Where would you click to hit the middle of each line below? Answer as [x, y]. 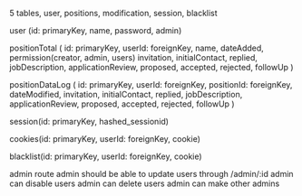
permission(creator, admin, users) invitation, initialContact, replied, [134, 57]
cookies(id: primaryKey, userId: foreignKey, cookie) [105, 139]
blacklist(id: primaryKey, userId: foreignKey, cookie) [106, 156]
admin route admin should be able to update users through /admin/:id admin [151, 174]
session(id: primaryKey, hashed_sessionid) [89, 121]
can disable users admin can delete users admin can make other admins [145, 183]
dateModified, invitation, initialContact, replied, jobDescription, [126, 94]
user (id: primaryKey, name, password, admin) [96, 30]
